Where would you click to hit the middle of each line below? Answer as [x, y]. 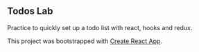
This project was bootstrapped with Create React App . [85, 41]
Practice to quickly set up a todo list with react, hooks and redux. [100, 27]
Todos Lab [30, 11]
